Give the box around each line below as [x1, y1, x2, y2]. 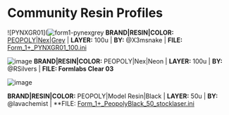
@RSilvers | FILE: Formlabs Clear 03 [7, 64, 114, 73]
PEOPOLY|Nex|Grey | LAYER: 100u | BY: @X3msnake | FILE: [7, 35, 183, 44]
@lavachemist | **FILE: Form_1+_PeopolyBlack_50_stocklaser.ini [7, 99, 195, 107]
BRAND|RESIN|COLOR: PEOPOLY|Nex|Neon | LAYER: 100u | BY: [34, 56, 223, 65]
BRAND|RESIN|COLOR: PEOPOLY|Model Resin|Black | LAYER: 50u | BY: [7, 92, 218, 100]
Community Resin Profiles [7, 5, 163, 21]
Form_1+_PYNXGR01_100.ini [7, 43, 87, 52]
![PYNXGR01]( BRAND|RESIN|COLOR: [7, 28, 174, 37]
